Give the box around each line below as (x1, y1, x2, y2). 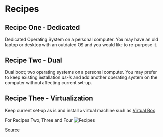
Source (5, 127, 20, 133)
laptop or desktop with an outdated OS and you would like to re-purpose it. (5, 42, 158, 48)
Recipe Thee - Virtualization (5, 94, 93, 103)
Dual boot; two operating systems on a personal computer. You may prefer (5, 69, 157, 75)
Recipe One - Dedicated (5, 23, 80, 32)
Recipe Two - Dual (5, 56, 62, 65)
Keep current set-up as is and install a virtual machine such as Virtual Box (5, 107, 155, 113)
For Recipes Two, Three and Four (5, 117, 73, 123)
